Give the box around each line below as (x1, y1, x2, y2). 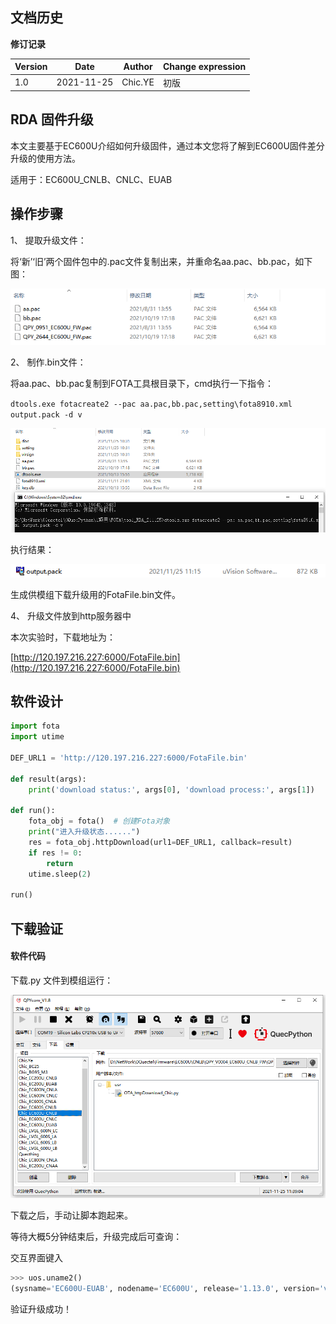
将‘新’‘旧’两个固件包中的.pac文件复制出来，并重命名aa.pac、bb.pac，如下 (10, 255, 313, 267)
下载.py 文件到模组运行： (10, 974, 114, 986)
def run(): (10, 806, 56, 816)
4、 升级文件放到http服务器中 (10, 609, 132, 622)
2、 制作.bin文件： (10, 356, 87, 368)
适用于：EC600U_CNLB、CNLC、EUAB (10, 173, 173, 185)
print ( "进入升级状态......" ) (28, 827, 141, 837)
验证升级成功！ (10, 1303, 72, 1315)
